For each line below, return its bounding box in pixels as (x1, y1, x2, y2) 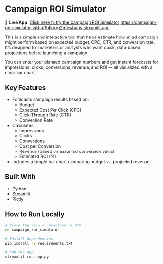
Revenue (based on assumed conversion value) (19, 148, 115, 154)
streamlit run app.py (5, 254, 49, 259)
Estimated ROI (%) (19, 153, 56, 159)
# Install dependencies (5, 236, 54, 242)
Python (12, 186, 27, 191)
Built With (5, 173, 36, 181)
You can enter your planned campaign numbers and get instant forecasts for (5, 59, 159, 65)
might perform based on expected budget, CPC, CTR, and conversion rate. (5, 39, 155, 45)
